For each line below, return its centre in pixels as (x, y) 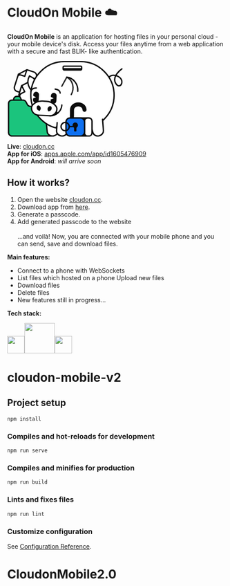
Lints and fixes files (41, 500)
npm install (24, 419)
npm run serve (28, 451)
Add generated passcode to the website (74, 221)
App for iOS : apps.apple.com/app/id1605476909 (77, 154)
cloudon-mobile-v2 (64, 377)
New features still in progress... (61, 300)
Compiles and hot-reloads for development (81, 436)
